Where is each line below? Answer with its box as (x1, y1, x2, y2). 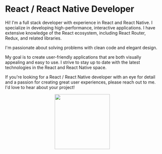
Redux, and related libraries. (5, 35, 62, 41)
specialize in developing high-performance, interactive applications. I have (5, 24, 156, 30)
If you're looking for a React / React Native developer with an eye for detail (5, 74, 156, 80)
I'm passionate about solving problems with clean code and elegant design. (5, 44, 158, 50)
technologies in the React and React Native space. (5, 65, 107, 70)
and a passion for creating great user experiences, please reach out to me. (5, 79, 156, 85)
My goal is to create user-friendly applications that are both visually (5, 54, 141, 60)
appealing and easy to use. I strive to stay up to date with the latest (5, 59, 140, 65)
